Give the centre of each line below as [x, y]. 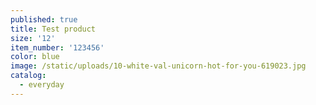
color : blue [35, 57]
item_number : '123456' [57, 47]
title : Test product [53, 29]
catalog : [28, 76]
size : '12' [33, 38]
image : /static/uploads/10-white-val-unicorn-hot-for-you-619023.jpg [158, 66]
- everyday [42, 85]
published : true [44, 19]
